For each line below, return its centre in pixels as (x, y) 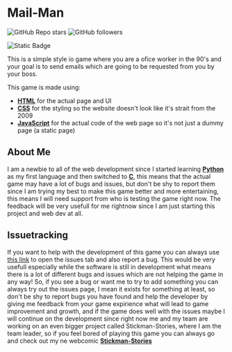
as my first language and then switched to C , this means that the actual (109, 176)
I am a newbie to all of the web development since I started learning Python (116, 169)
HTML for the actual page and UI (64, 101)
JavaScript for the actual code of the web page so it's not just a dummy (120, 122)
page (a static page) (46, 130)
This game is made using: (44, 87)
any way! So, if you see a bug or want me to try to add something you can (113, 281)
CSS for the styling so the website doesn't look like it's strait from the (116, 108)
